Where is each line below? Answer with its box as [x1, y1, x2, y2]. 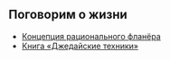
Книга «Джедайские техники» [21, 40, 139, 51]
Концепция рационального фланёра [21, 30, 162, 41]
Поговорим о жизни [8, 7, 127, 22]
